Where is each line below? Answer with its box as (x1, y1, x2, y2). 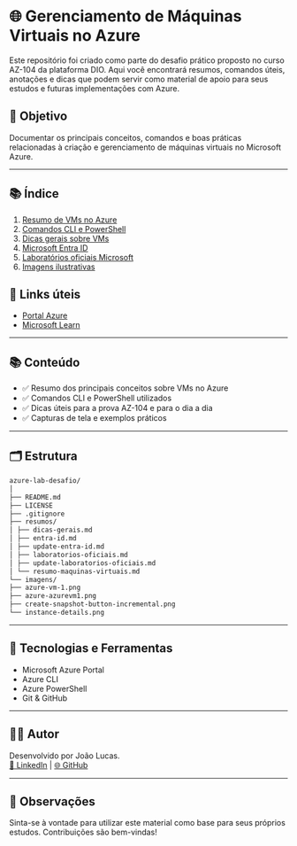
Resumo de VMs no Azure (21, 214, 118, 225)
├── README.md (9, 493, 62, 501)
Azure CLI (21, 673, 59, 684)
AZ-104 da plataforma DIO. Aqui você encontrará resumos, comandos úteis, (9, 64, 286, 74)
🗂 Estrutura (9, 448, 78, 463)
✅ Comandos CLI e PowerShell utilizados (21, 392, 172, 404)
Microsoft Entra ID (21, 242, 88, 253)
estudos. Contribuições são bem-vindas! (9, 827, 157, 838)
